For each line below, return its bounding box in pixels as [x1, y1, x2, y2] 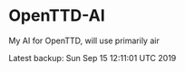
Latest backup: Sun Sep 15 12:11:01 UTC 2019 [8, 52, 177, 63]
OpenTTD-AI [8, 5, 105, 26]
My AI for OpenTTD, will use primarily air [8, 35, 160, 46]
